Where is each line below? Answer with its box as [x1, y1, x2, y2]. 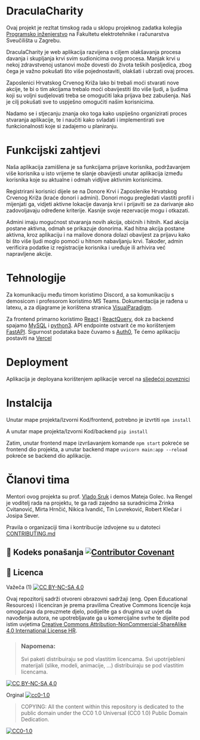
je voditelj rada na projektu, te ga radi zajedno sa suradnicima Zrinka [6, 499, 174, 506]
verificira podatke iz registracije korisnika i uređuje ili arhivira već [6, 244, 166, 251]
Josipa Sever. [6, 512, 40, 519]
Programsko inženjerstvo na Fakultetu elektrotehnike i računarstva [6, 30, 170, 37]
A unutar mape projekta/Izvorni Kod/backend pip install [6, 427, 148, 435]
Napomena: [20, 642, 56, 650]
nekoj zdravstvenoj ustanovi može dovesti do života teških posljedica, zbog [6, 61, 192, 68]
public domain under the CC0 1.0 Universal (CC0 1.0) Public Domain [20, 709, 188, 717]
